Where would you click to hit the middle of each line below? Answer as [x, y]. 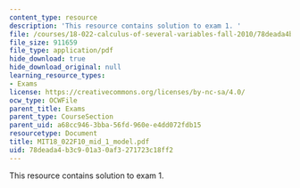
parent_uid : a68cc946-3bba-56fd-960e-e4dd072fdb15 [105, 126]
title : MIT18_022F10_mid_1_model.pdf [79, 142]
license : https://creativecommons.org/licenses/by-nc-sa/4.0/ [127, 92]
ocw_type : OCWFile [43, 100]
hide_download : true [48, 59]
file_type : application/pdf [62, 51]
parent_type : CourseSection [62, 117]
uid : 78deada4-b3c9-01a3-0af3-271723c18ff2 [92, 150]
